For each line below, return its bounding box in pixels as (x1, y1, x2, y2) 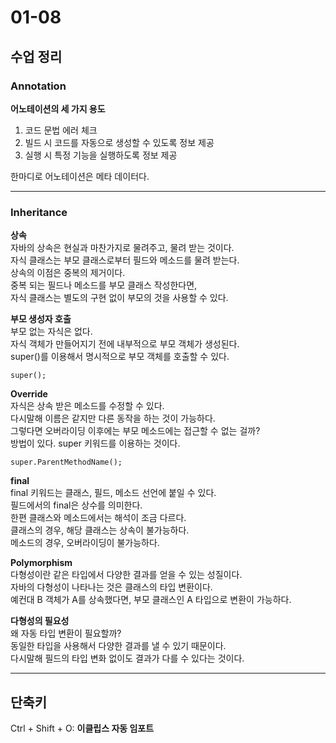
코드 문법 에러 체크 (24, 124, 98, 136)
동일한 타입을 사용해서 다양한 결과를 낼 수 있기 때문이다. (10, 640, 227, 652)
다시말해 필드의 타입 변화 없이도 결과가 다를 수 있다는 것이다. (10, 652, 245, 665)
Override (10, 388, 48, 400)
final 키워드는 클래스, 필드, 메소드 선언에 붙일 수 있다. (10, 487, 217, 499)
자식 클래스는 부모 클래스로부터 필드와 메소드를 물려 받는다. (10, 254, 240, 266)
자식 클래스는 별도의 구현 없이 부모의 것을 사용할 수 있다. (10, 292, 229, 304)
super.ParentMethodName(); (10, 457, 123, 468)
